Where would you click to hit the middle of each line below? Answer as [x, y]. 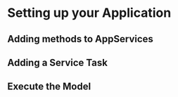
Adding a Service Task [57, 62]
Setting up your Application [89, 13]
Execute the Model [49, 87]
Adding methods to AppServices [80, 39]
